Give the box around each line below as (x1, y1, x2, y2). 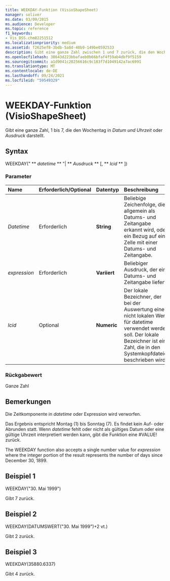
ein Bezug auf (123, 232, 157, 239)
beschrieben (123, 356, 154, 363)
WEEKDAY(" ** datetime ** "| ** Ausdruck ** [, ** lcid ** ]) (5, 160, 127, 167)
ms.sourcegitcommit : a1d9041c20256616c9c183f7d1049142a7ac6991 (5, 59, 142, 64)
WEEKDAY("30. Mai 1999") (5, 486, 61, 492)
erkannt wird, (123, 226, 155, 233)
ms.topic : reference (5, 26, 49, 31)
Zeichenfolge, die (123, 201, 165, 208)
